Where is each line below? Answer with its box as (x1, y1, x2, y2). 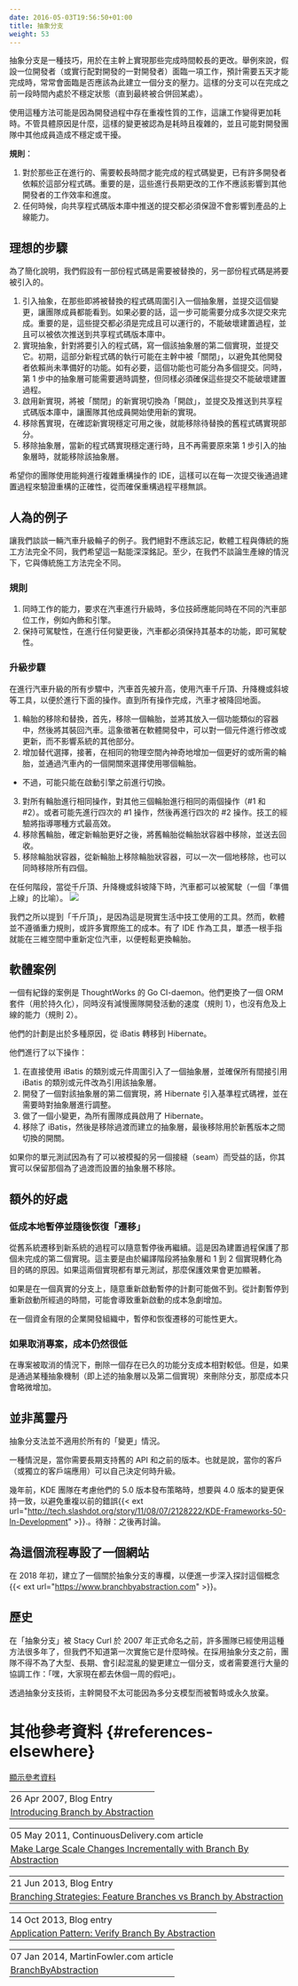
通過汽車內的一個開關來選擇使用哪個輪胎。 (45, 758, 201, 768)
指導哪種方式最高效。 (37, 817, 116, 828)
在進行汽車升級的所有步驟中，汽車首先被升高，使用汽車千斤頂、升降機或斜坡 (9, 683, 289, 694)
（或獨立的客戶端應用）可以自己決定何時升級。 (9, 1466, 180, 1476)
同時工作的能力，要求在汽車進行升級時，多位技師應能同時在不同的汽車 (21, 604, 279, 615)
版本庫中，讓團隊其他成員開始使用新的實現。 (37, 406, 201, 418)
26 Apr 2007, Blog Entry (10, 1792, 113, 1805)
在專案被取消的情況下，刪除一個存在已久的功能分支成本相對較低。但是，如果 (9, 1360, 289, 1371)
